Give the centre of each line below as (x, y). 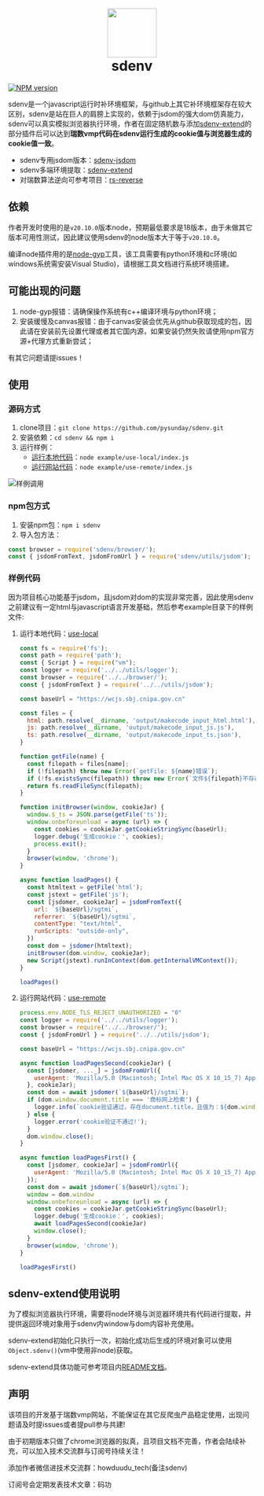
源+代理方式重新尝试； (57, 341)
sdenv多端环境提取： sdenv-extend (76, 170)
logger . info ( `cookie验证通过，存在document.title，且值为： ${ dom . (138, 1107)
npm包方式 (29, 506)
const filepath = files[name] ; (78, 764)
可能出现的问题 (44, 291)
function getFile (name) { (62, 757)
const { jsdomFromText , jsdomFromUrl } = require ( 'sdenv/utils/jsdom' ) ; (130, 557)
